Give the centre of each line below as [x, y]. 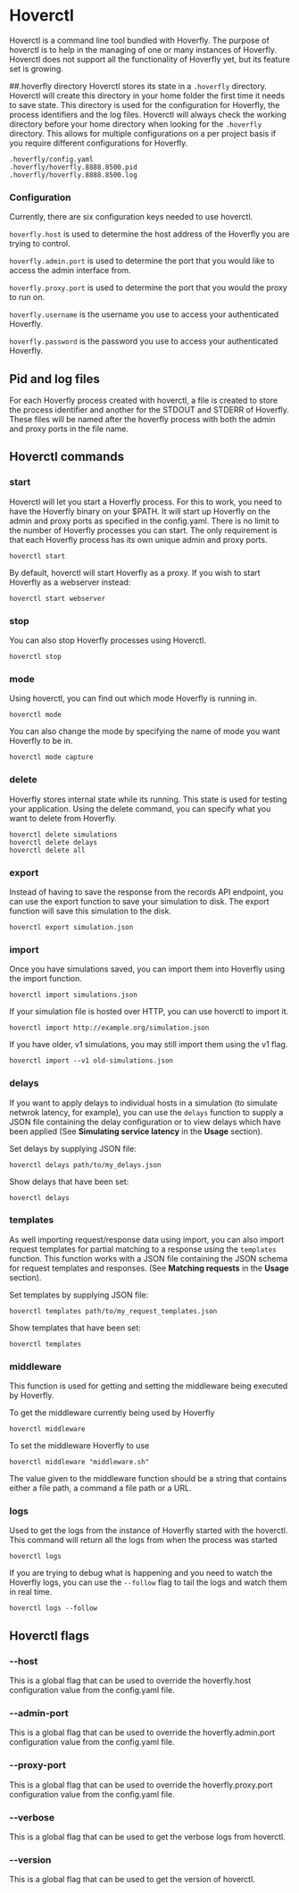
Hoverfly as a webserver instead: [70, 582]
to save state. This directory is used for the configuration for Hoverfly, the [145, 104]
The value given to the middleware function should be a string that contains [148, 1479]
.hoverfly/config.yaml [51, 159]
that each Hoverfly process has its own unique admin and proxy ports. [138, 539]
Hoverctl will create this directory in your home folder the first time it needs [147, 96]
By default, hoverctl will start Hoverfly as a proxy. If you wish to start [135, 572]
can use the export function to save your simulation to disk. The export [139, 901]
